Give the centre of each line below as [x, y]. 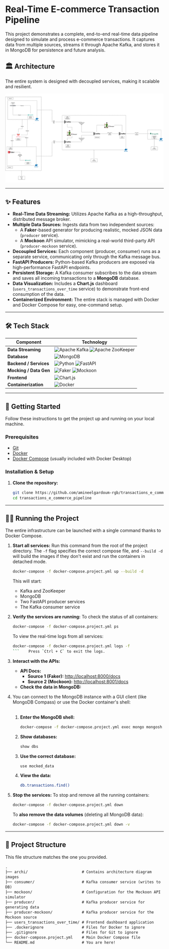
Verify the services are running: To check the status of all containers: [85, 617]
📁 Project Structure [36, 845]
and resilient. [19, 86]
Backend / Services [28, 363]
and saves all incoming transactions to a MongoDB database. [76, 278]
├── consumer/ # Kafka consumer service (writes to [83, 882]
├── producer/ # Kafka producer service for [75, 902]
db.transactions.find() [45, 785]
